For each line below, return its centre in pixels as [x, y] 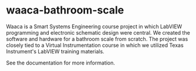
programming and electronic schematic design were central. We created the [98, 32]
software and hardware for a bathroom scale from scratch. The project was [97, 39]
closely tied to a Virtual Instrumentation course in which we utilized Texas [95, 45]
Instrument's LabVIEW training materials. [55, 51]
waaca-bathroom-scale [65, 10]
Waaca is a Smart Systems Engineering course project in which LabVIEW [94, 26]
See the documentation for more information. [61, 63]
